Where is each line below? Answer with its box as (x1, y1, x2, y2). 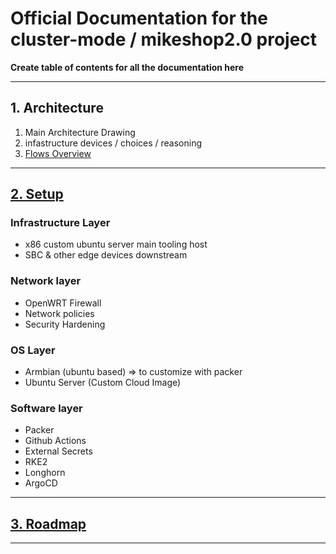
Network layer (10, 274, 82, 288)
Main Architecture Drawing (24, 126, 136, 138)
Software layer (10, 401, 83, 415)
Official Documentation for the (10, 7, 268, 30)
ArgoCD (24, 477, 58, 489)
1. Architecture (10, 100, 104, 117)
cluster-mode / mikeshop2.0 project (10, 28, 318, 51)
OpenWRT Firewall (24, 297, 102, 309)
